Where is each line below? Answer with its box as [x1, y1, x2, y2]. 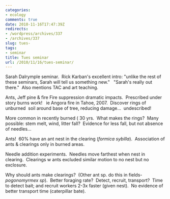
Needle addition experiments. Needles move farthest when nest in [5, 151, 146, 157]
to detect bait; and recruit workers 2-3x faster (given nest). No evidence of [5, 183, 163, 189]
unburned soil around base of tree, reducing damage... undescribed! [5, 105, 152, 111]
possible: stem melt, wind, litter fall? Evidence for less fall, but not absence [5, 120, 163, 127]
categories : [5, 7, 31, 13]
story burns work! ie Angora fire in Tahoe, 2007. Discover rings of [5, 100, 147, 106]
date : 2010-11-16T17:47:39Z [5, 21, 65, 27]
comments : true [5, 17, 38, 22]
